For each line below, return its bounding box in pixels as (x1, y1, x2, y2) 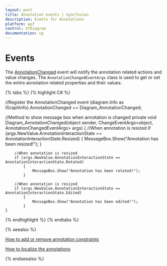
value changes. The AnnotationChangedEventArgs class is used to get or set (5, 74, 160, 80)
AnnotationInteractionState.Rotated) (5, 159, 85, 164)
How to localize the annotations (5, 246, 71, 252)
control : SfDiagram (5, 26, 46, 31)
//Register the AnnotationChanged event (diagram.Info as (5, 99, 124, 105)
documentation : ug (5, 31, 44, 36)
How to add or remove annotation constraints (5, 236, 99, 242)
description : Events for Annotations (5, 17, 85, 22)
